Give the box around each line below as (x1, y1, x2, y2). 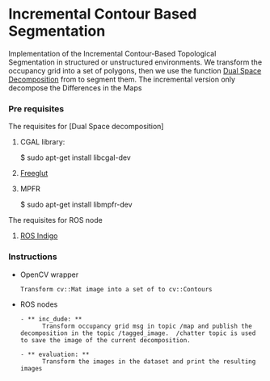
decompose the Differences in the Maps (8, 82, 142, 93)
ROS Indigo (19, 231, 58, 241)
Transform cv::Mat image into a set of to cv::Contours (19, 285, 213, 293)
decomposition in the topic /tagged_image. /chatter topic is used (19, 329, 256, 337)
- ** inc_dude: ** (19, 315, 82, 323)
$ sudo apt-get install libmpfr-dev (19, 199, 133, 210)
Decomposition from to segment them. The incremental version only (8, 74, 236, 84)
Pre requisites (8, 103, 65, 114)
